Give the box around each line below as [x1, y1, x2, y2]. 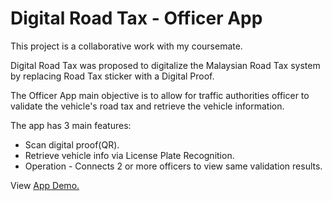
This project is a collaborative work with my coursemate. [10, 40, 243, 52]
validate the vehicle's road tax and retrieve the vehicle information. [10, 100, 285, 112]
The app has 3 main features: [10, 119, 132, 131]
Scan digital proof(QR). [24, 138, 120, 151]
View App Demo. [10, 179, 80, 191]
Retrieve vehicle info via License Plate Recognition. [24, 149, 235, 161]
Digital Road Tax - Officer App [10, 7, 263, 30]
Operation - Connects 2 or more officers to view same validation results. [24, 160, 323, 172]
